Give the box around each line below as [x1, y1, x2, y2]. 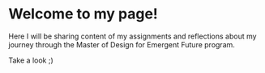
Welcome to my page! [8, 5, 158, 23]
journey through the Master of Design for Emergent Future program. [8, 39, 235, 49]
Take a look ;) [8, 55, 54, 65]
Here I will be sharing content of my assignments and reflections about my [8, 31, 257, 41]
